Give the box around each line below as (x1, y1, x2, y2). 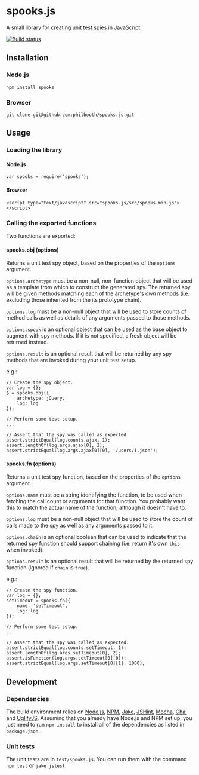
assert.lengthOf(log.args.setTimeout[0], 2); (6, 650, 121, 656)
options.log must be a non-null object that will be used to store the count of (6, 516, 194, 523)
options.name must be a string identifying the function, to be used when (6, 491, 182, 498)
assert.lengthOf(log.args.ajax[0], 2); (6, 442, 105, 449)
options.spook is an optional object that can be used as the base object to (6, 326, 188, 333)
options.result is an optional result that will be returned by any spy (6, 350, 172, 357)
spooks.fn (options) (6, 460, 57, 467)
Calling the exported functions (6, 219, 97, 227)
